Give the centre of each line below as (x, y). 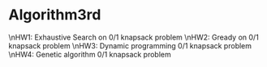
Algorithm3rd (55, 15)
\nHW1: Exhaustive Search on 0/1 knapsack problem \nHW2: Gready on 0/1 (134, 37)
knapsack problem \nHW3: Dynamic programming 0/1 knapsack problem (130, 45)
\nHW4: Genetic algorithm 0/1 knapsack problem (90, 54)
